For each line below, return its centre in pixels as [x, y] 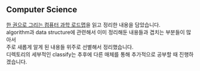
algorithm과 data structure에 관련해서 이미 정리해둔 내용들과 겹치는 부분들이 [96, 32]
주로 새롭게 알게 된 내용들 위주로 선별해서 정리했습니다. [70, 47]
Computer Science [42, 10]
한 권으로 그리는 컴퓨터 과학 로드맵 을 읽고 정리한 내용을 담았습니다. [83, 25]
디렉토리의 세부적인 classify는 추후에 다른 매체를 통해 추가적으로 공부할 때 [92, 54]
